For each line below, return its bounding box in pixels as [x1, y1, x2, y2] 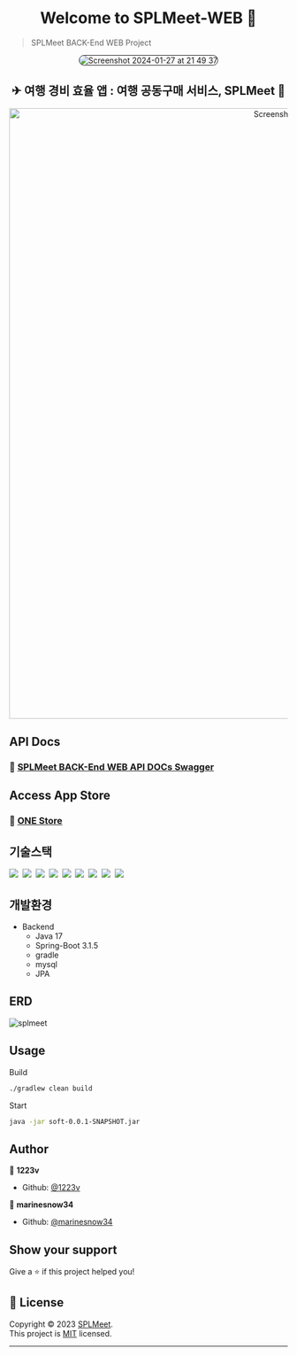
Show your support [9, 1242, 118, 1257]
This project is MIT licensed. [9, 1328, 112, 1338]
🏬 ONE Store [9, 815, 64, 827]
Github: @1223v [21, 1182, 81, 1193]
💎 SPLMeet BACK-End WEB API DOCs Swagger [9, 761, 215, 773]
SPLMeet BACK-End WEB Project [30, 37, 152, 48]
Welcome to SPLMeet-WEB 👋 [40, 8, 257, 28]
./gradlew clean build [9, 1084, 93, 1093]
